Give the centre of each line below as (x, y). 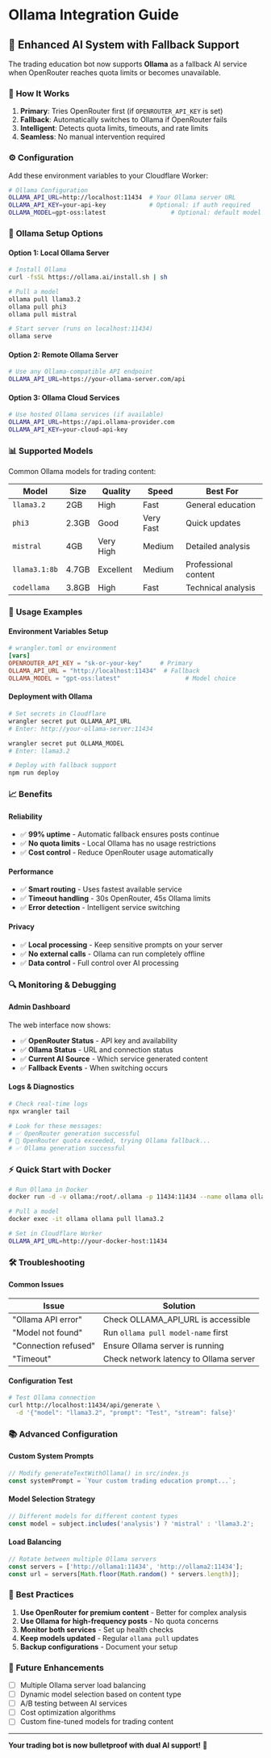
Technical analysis (220, 588)
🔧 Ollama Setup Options (56, 233)
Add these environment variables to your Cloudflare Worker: (108, 175)
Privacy (21, 927)
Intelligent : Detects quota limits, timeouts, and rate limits (114, 128)
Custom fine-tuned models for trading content (97, 1722)
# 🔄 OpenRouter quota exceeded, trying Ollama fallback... (110, 1141)
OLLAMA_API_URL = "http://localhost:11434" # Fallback (104, 671)
